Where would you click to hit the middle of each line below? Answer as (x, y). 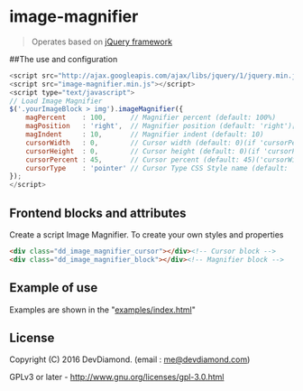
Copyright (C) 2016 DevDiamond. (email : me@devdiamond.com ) (130, 359)
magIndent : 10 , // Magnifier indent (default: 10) (145, 135)
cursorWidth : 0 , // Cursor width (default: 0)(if (141, 143)
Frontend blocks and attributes (98, 213)
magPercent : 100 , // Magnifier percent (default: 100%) (151, 118)
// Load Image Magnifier (56, 101)
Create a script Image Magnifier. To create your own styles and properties (147, 235)
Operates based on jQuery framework (102, 42)
